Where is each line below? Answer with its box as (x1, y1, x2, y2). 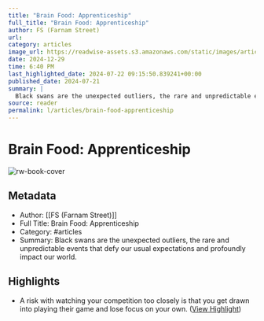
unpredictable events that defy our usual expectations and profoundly (19, 243, 246, 253)
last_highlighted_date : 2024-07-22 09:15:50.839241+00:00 (8, 70, 202, 78)
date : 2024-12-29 (8, 56, 65, 64)
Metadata (8, 190, 57, 203)
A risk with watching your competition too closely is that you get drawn (19, 296, 250, 305)
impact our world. (19, 252, 77, 261)
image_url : (8, 48, 44, 56)
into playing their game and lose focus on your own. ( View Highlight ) (19, 304, 242, 313)
